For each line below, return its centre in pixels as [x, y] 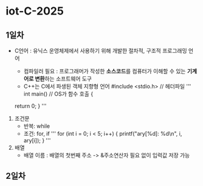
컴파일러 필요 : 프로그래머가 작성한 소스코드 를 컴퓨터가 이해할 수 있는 [105, 71]
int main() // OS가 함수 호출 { [58, 94]
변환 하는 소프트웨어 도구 [64, 79]
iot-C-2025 [35, 11]
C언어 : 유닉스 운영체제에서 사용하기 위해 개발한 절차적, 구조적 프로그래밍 [101, 51]
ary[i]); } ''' [37, 140]
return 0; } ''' [30, 106]
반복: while [37, 126]
